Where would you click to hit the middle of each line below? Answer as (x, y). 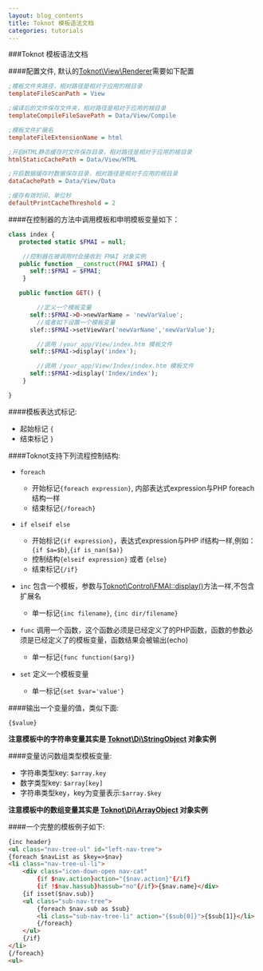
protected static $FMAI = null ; (73, 242)
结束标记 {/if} (55, 569)
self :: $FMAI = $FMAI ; (65, 271)
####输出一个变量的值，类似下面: (64, 707)
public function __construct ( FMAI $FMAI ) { (92, 264)
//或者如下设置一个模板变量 (76, 322)
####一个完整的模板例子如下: (57, 826)
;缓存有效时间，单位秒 (40, 196)
